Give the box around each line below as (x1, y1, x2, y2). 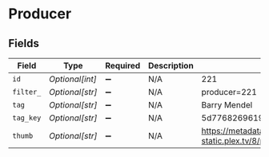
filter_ (12, 88, 42, 96)
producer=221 (201, 87, 258, 97)
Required (105, 61, 141, 71)
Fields (8, 37, 40, 50)
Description (147, 61, 194, 71)
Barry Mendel (201, 100, 253, 110)
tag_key (12, 113, 42, 122)
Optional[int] (49, 73, 98, 84)
